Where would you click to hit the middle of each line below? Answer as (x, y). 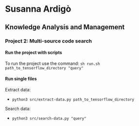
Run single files (21, 79)
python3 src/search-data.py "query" (49, 118)
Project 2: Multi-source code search (49, 41)
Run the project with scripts (34, 53)
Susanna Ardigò (38, 9)
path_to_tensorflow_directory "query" (44, 68)
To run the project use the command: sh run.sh (52, 63)
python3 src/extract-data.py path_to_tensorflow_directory (73, 99)
